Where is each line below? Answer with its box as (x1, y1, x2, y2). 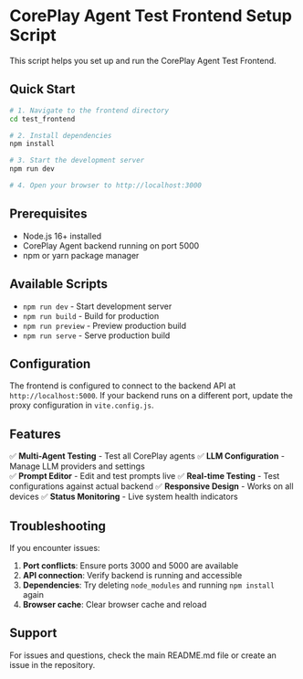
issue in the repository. (9, 659, 96, 670)
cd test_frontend (9, 114, 76, 123)
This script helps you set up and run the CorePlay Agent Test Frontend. (9, 55, 277, 66)
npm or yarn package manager (22, 249, 140, 260)
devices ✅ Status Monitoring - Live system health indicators (9, 491, 239, 503)
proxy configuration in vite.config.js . (9, 399, 154, 411)
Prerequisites (9, 207, 88, 222)
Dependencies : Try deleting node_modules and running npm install (22, 579, 276, 590)
